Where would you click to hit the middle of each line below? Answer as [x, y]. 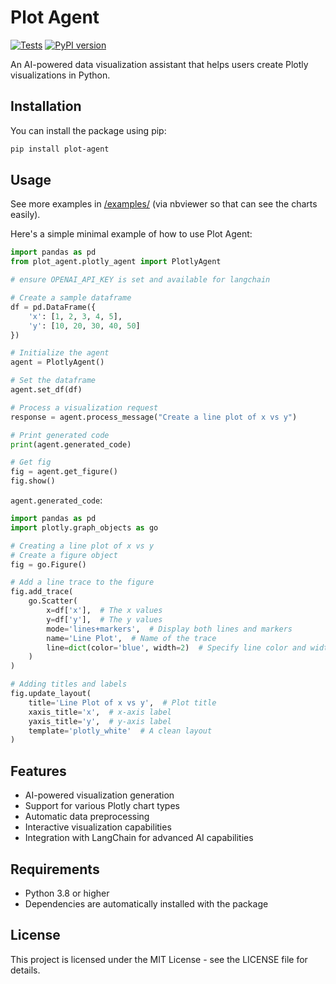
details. [25, 970]
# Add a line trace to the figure [82, 582]
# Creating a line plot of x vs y [82, 546]
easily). [25, 215]
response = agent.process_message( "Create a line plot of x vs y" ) [154, 417]
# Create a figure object [64, 555]
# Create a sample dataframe [71, 298]
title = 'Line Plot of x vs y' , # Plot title [122, 702]
